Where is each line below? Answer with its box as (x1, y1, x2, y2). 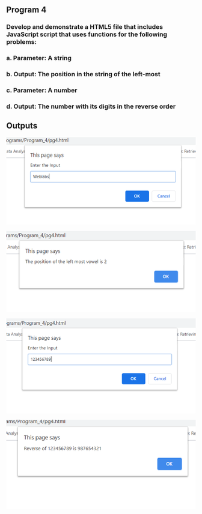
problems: (6, 38, 37, 46)
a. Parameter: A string (6, 54, 72, 62)
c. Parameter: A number (6, 86, 78, 95)
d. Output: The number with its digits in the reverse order (6, 102, 176, 110)
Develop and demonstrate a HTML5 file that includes (6, 23, 164, 31)
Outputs (6, 121, 38, 131)
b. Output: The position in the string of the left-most (6, 70, 161, 79)
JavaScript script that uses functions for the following (6, 30, 167, 38)
